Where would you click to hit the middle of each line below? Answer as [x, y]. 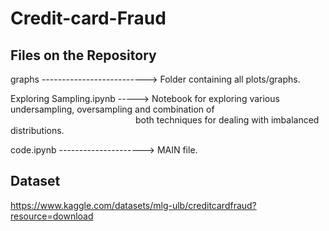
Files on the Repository [83, 55]
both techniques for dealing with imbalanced [227, 120]
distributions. [37, 130]
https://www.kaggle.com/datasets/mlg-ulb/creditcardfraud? [133, 205]
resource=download [52, 216]
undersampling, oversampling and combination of [112, 109]
